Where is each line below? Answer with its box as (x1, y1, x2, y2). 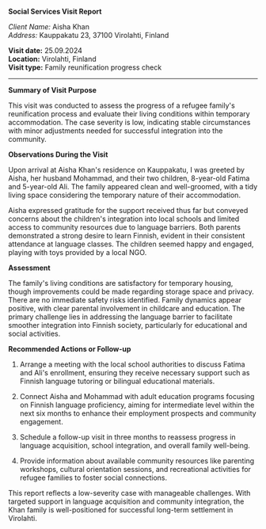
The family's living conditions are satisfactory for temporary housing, (8, 279, 234, 287)
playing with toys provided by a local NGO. (8, 248, 147, 257)
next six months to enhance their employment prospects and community (19, 409, 256, 418)
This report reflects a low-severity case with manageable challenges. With (8, 489, 251, 497)
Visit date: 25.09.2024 (8, 46, 83, 55)
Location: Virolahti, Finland (8, 55, 97, 63)
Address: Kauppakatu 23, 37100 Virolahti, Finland (8, 31, 169, 40)
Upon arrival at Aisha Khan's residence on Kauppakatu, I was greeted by (8, 166, 245, 174)
